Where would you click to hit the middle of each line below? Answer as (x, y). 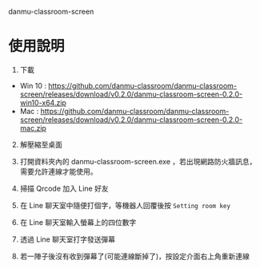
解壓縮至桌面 (41, 144)
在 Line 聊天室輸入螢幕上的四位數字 (78, 222)
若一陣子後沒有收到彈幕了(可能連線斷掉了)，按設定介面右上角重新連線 (135, 256)
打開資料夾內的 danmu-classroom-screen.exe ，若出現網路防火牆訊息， (138, 161)
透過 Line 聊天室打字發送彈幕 (68, 239)
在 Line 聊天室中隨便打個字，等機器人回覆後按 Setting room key (125, 205)
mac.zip (33, 128)
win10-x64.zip (43, 102)
